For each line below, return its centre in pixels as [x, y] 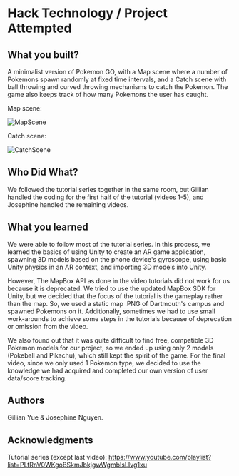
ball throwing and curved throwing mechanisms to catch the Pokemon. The [118, 87]
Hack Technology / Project [87, 13]
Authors [26, 401]
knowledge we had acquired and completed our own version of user [108, 370]
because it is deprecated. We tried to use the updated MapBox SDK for [112, 288]
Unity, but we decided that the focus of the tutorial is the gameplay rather [115, 296]
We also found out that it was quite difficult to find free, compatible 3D [111, 340]
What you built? [44, 55]
